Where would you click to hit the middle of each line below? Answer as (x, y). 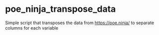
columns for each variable (32, 28)
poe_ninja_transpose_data (61, 9)
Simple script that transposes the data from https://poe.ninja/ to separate (80, 23)
